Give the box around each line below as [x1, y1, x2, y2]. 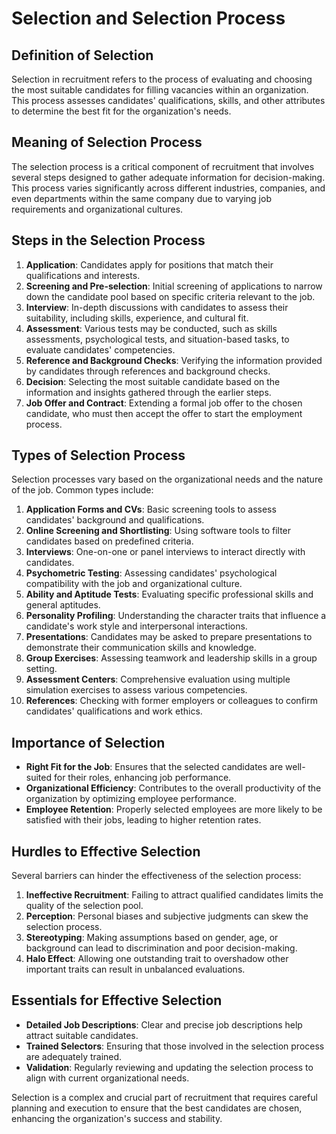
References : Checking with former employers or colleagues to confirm [25, 695, 318, 707]
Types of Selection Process [11, 447, 186, 464]
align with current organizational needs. [25, 1072, 190, 1084]
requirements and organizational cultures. [11, 203, 184, 215]
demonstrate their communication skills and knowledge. [25, 642, 257, 654]
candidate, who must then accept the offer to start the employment [25, 407, 303, 419]
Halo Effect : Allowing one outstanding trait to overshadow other [25, 953, 289, 965]
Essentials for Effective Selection [11, 992, 223, 1009]
